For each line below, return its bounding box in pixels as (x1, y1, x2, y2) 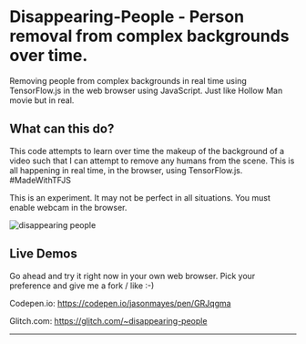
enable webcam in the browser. (9, 202, 127, 213)
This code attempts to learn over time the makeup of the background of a (9, 145, 285, 156)
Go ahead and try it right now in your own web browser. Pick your (9, 270, 256, 281)
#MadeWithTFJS (9, 174, 71, 185)
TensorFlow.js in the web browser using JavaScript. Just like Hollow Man (9, 85, 283, 96)
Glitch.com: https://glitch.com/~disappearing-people (9, 315, 208, 326)
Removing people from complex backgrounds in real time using (9, 75, 248, 86)
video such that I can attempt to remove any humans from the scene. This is (9, 155, 295, 166)
